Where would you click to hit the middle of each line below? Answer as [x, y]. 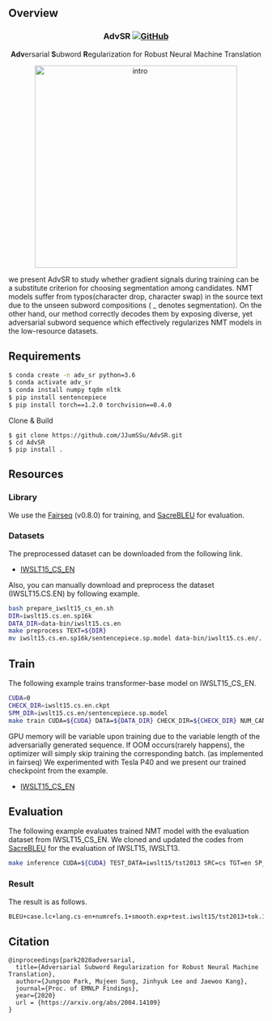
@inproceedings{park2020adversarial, [72, 960]
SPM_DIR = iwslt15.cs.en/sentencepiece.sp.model [88, 713]
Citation [29, 941]
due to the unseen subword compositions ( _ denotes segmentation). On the [135, 305]
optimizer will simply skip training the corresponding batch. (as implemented [136, 753]
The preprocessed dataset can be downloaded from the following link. [125, 553]
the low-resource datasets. [53, 330]
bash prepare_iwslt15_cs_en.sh [61, 608]
